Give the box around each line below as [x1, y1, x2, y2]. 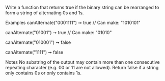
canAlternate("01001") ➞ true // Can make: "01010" [5, 30, 112, 35]
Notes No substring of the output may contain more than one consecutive [5, 59, 160, 65]
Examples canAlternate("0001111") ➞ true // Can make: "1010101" [5, 20, 141, 25]
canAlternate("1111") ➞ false [5, 49, 64, 55]
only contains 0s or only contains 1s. [5, 70, 82, 76]
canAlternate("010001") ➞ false [5, 39, 71, 45]
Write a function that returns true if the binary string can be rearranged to [5, 5, 159, 10]
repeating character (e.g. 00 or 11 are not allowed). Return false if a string [5, 65, 159, 70]
